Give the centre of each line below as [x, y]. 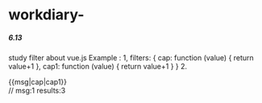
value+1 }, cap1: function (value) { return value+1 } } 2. [98, 67]
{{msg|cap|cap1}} [37, 82]
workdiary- [46, 15]
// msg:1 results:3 [37, 91]
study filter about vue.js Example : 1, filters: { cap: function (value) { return [131, 58]
